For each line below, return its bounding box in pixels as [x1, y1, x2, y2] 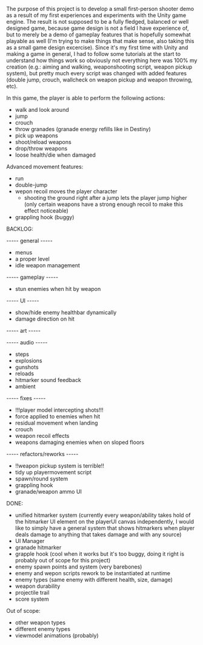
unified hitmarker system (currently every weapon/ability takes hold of [15, 511, 191, 519]
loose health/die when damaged [15, 151, 96, 159]
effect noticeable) [24, 207, 68, 214]
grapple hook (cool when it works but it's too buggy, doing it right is [15, 550, 185, 558]
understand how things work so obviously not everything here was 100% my [6, 57, 198, 64]
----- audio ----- [6, 339, 48, 346]
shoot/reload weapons [15, 138, 72, 145]
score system [15, 595, 50, 602]
